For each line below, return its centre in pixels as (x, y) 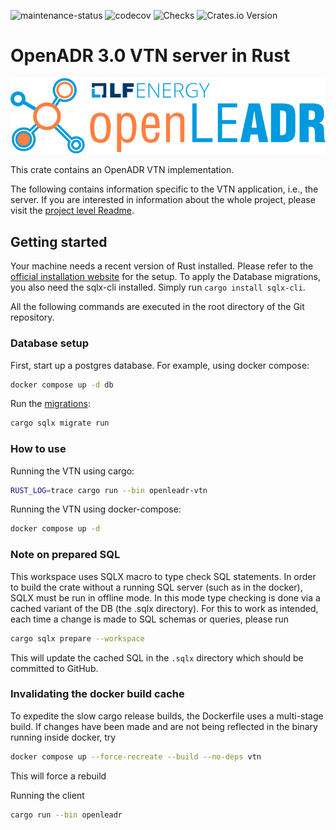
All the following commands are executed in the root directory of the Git (157, 307)
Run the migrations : (50, 404)
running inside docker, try (63, 737)
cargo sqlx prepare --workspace (77, 638)
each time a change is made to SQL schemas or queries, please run (150, 619)
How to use (38, 449)
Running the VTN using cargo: (72, 471)
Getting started (59, 241)
